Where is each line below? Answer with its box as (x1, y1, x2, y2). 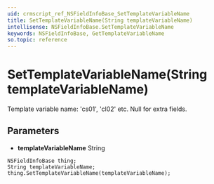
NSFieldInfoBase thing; (7, 157, 77, 164)
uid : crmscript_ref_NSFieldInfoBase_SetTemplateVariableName (7, 10, 190, 18)
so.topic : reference (7, 37, 68, 44)
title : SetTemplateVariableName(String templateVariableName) (7, 17, 193, 24)
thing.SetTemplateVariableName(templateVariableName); (7, 169, 171, 176)
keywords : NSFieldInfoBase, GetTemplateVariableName (7, 29, 165, 37)
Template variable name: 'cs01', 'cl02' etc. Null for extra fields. (7, 105, 187, 113)
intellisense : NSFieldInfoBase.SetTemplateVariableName (7, 23, 174, 30)
